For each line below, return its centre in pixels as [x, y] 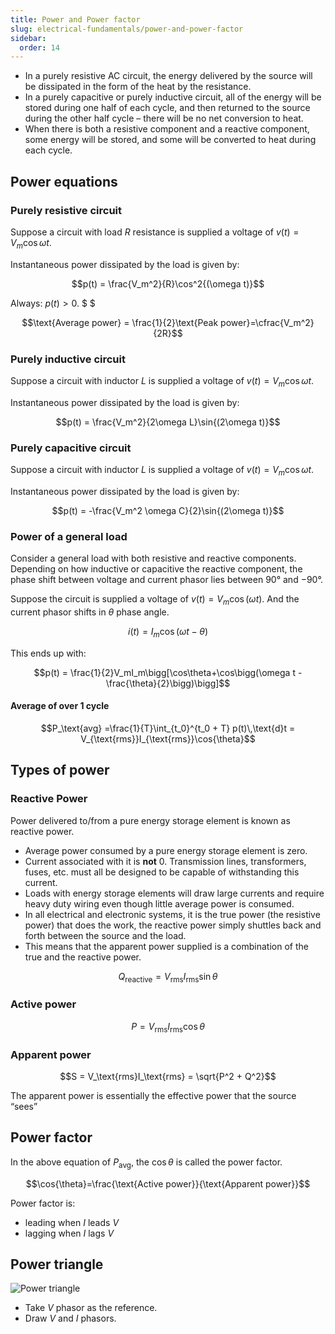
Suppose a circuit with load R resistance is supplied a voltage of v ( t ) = [155, 232]
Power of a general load [69, 536]
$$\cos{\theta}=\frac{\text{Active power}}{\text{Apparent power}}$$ [168, 1183]
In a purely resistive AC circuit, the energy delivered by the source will [168, 76]
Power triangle [57, 1264]
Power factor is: [43, 1203]
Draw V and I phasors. [70, 1318]
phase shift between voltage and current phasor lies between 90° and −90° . [166, 580]
